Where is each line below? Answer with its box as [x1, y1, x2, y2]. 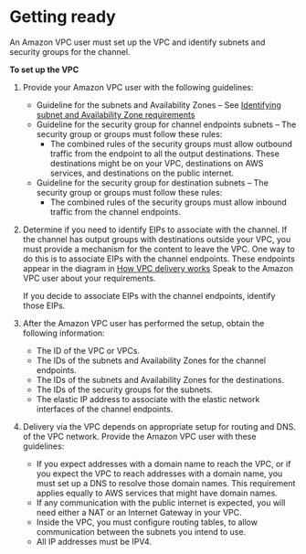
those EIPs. [22, 300, 66, 311]
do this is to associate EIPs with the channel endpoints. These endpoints [22, 253, 295, 264]
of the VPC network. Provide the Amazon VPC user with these [22, 431, 257, 442]
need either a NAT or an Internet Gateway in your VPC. [36, 506, 242, 517]
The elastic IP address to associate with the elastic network [36, 393, 260, 404]
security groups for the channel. [9, 46, 131, 57]
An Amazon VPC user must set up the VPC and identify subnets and [9, 37, 266, 48]
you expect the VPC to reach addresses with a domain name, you [36, 468, 283, 479]
